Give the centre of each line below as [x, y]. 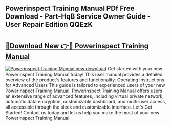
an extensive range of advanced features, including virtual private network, [84, 96]
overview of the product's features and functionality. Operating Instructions [85, 80]
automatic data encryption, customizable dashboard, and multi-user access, [86, 102]
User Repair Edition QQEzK [49, 24]
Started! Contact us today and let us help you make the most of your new [82, 112]
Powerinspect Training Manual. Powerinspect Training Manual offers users [84, 91]
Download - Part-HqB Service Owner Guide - [78, 17]
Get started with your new [135, 69]
